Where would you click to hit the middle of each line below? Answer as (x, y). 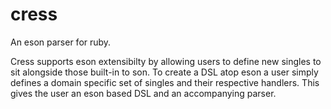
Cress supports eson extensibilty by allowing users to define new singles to (166, 61)
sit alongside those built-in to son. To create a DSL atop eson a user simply (164, 72)
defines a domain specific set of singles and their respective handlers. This (165, 82)
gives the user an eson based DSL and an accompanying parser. (143, 93)
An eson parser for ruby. (61, 42)
